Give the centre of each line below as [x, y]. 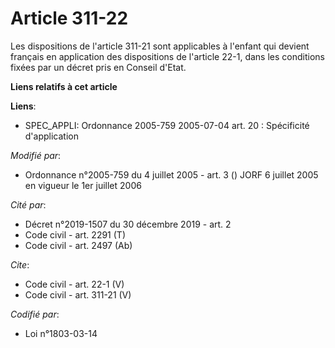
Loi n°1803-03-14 [61, 333]
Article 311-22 [69, 18]
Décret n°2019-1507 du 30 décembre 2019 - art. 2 [128, 224]
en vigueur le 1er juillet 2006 [83, 185]
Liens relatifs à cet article [64, 86]
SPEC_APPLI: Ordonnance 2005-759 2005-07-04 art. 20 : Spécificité [167, 125]
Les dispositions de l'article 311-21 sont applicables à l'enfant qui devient [160, 46]
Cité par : [28, 204]
